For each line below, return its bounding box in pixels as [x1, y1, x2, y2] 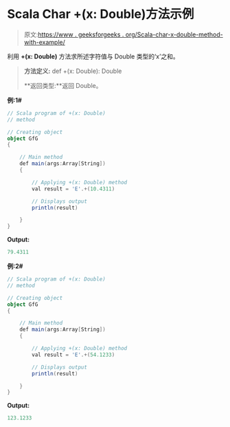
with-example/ [23, 38, 65, 46]
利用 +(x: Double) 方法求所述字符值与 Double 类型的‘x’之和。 [7, 52, 180, 61]
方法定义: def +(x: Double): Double [23, 67, 122, 75]
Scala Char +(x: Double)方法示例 [7, 6, 194, 22]
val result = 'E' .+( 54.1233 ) [32, 351, 115, 358]
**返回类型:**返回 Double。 [23, 81, 102, 89]
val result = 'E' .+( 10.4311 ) [32, 185, 115, 193]
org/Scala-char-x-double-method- [125, 30, 223, 39]
